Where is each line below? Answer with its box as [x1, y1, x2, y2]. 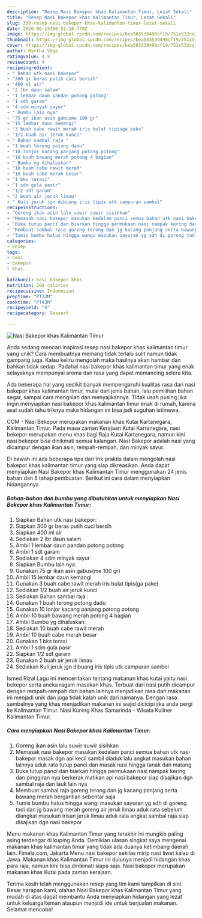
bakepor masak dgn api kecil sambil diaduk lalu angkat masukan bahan [15, 754, 191, 762]
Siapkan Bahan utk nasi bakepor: [15, 516, 97, 523]
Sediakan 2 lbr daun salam [15, 535, 82, 542]
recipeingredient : [7, 64, 53, 71]
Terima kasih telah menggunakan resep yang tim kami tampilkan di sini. [7, 880, 183, 887]
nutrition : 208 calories [7, 282, 69, 289]
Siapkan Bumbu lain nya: [15, 560, 77, 568]
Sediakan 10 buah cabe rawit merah [15, 625, 104, 632]
